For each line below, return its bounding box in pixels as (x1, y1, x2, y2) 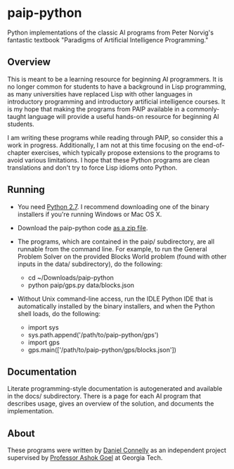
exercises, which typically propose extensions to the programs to (31, 148, 220, 156)
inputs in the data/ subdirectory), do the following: (17, 259, 163, 268)
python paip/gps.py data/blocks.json (27, 280, 135, 289)
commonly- (186, 104, 220, 113)
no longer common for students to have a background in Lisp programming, (7, 82, 227, 91)
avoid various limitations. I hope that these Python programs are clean (7, 156, 210, 164)
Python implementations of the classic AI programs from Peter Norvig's (7, 28, 214, 37)
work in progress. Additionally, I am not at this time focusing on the (7, 141, 201, 149)
